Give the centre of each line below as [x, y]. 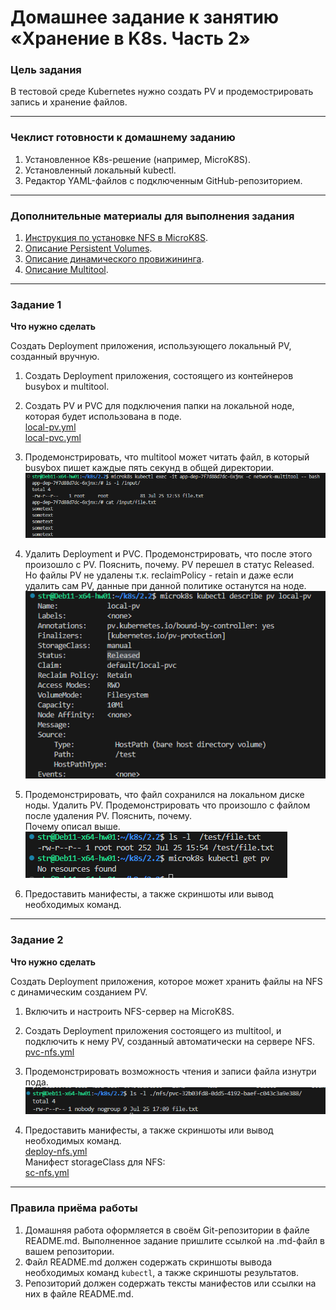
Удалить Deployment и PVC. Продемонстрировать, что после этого [168, 554]
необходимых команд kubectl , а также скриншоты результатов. [161, 1272]
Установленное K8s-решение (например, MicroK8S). [137, 159]
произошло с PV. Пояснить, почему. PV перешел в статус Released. [169, 565]
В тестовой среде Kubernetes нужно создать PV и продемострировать [162, 92]
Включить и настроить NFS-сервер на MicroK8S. [129, 1011]
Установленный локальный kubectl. [100, 170]
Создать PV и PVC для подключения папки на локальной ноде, [159, 406]
